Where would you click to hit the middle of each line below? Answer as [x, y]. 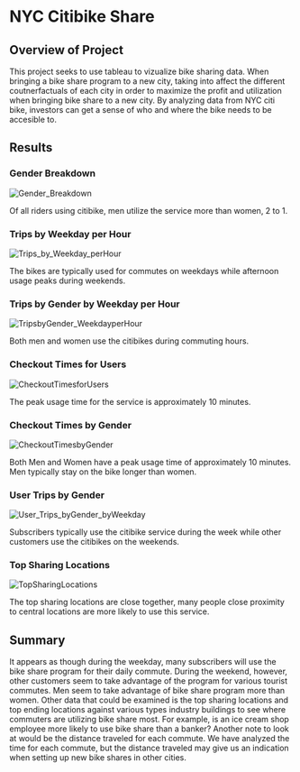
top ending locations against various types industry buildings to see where [148, 710]
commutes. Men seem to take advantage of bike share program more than [147, 691]
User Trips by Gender [57, 495]
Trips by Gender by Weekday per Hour [95, 304]
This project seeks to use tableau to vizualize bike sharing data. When [139, 71]
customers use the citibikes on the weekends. [95, 542]
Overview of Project [67, 50]
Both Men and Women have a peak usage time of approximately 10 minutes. [150, 462]
